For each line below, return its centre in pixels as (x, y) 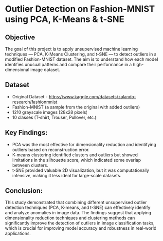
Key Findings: (26, 133)
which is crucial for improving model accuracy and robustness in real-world (81, 228)
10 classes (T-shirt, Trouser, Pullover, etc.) (54, 117)
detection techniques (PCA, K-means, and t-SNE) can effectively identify (78, 207)
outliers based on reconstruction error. (51, 149)
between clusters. (30, 165)
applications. (18, 233)
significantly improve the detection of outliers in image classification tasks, (80, 223)
